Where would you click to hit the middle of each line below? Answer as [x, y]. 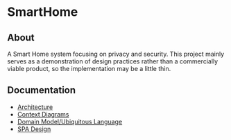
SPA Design [34, 129]
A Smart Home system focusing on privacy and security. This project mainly [116, 54]
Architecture [35, 107]
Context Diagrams [43, 114]
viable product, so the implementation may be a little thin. [89, 69]
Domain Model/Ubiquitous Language [70, 121]
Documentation [42, 90]
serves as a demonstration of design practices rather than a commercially [113, 61]
